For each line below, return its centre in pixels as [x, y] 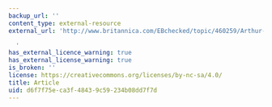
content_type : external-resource [65, 23]
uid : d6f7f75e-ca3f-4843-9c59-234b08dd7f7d [83, 90]
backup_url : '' [34, 16]
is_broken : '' [32, 68]
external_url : [32, 31]
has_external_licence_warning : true [70, 53]
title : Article [34, 82]
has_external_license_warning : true [70, 60]
